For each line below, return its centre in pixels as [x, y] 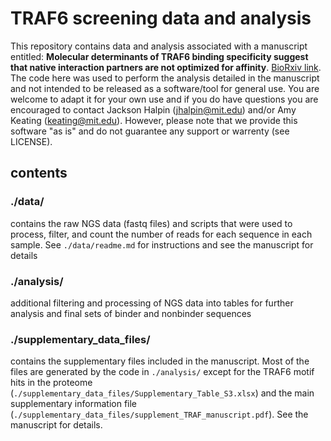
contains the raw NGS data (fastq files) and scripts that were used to [151, 223]
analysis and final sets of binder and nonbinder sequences [131, 313]
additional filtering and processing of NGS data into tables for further [152, 303]
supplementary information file [74, 404]
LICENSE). [31, 141]
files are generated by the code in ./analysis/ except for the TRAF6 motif [162, 372]
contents [39, 173]
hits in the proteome [51, 383]
